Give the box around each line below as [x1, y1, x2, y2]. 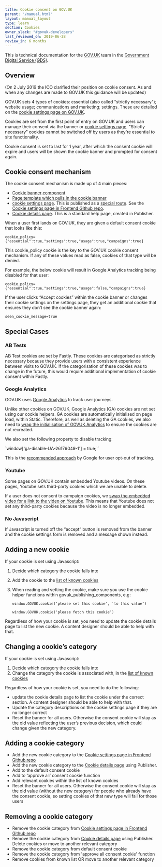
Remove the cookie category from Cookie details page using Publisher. [12, 836, 154, 842]
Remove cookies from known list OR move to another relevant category [12, 856, 154, 862]
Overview [5, 71, 35, 80]
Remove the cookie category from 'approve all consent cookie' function [12, 851, 155, 857]
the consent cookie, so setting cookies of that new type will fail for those [12, 793, 157, 799]
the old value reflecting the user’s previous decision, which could [12, 720, 142, 726]
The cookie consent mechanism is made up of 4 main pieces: [5, 181, 128, 187]
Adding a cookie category [5, 739, 85, 747]
